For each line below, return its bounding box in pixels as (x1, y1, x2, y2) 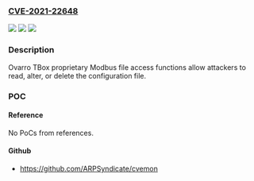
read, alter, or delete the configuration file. (8, 71, 147, 80)
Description (8, 44, 55, 56)
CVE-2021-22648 (8, 6, 79, 17)
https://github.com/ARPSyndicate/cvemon (19, 164, 159, 173)
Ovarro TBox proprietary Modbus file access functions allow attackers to (8, 62, 246, 72)
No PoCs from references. (8, 128, 94, 137)
